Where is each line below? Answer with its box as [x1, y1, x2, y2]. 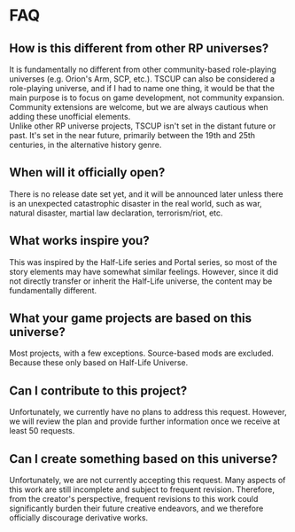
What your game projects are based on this [9, 311, 252, 326]
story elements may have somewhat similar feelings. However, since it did [9, 266, 279, 277]
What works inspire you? [9, 233, 150, 248]
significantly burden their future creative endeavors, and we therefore [9, 503, 264, 514]
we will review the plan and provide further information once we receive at [9, 416, 281, 426]
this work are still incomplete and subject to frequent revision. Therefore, [9, 484, 275, 495]
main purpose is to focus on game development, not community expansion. [9, 92, 285, 103]
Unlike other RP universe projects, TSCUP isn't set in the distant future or [9, 121, 276, 131]
